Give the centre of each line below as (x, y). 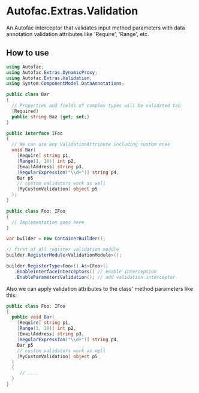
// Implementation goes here (48, 222)
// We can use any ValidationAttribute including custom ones (91, 145)
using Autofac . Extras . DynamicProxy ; (52, 72)
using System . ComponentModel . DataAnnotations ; (65, 84)
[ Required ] (25, 111)
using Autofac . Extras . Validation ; (49, 78)
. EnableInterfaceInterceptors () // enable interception (85, 272)
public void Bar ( (33, 317)
